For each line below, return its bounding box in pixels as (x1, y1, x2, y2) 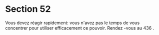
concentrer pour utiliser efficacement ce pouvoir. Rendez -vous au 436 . (5, 25, 154, 31)
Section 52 (5, 3, 51, 15)
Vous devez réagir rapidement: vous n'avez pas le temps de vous (5, 20, 140, 26)
